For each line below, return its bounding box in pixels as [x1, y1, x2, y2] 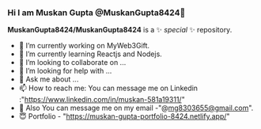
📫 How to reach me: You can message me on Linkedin [18, 83, 199, 93]
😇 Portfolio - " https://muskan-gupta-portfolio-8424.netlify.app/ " [18, 112, 230, 121]
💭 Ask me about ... [18, 74, 79, 84]
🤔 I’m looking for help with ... [18, 66, 112, 76]
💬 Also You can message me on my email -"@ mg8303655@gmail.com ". [18, 103, 254, 113]
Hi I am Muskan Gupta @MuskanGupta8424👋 [7, 7, 186, 18]
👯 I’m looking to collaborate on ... [18, 58, 127, 67]
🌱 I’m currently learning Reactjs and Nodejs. [18, 49, 163, 59]
